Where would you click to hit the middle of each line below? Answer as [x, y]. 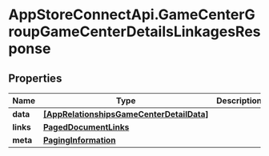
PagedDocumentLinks [86, 127]
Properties [35, 78]
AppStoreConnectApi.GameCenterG [132, 15]
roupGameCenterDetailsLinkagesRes [135, 32]
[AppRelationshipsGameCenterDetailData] [126, 114]
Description [239, 100]
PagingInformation [79, 140]
